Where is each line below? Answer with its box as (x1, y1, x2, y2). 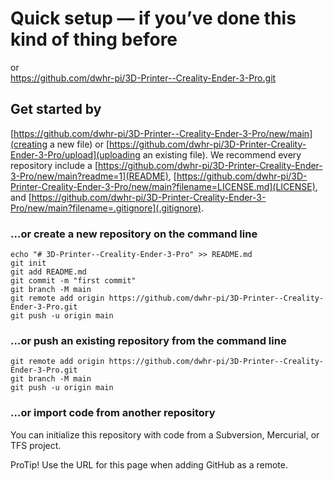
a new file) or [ (49, 138, 110, 150)
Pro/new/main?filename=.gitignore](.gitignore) (10, 202, 202, 214)
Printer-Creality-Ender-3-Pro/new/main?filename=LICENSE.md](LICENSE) (10, 180, 316, 192)
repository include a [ (10, 159, 98, 171)
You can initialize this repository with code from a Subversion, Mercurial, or (10, 428, 320, 441)
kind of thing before (10, 28, 178, 51)
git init (10, 258, 47, 269)
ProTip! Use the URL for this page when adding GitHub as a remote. (10, 458, 288, 471)
